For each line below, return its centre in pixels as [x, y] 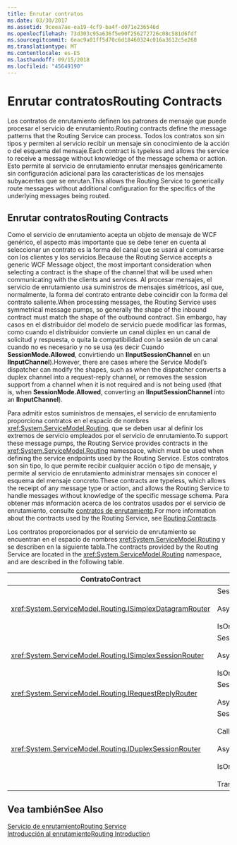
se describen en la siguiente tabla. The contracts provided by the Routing [113, 547]
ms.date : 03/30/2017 [38, 20]
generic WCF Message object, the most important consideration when [109, 265]
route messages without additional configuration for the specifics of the [111, 188]
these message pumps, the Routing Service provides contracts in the [108, 443]
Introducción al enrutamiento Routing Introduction [79, 834]
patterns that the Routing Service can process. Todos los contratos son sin [116, 135]
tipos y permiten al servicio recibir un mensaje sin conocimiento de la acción [119, 143]
